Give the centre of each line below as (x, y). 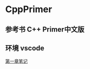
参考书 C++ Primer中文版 (45, 29)
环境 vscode (25, 48)
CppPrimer (29, 9)
